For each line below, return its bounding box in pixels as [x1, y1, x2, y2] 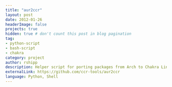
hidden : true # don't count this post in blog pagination [5, 31, 132, 36]
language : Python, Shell [5, 74, 58, 79]
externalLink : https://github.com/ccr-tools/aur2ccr [5, 70, 120, 75]
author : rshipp [5, 60, 38, 65]
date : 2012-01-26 [5, 17, 42, 22]
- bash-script [5, 46, 36, 51]
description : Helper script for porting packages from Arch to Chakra [5, 64, 159, 70]
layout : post [5, 12, 33, 17]
